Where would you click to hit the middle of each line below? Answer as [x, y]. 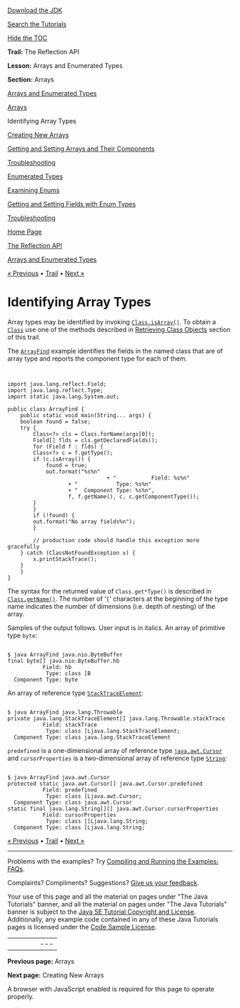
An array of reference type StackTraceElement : [76, 693]
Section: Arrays [31, 79]
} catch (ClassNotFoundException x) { [78, 553]
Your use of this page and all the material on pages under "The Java [108, 897]
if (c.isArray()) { [62, 459]
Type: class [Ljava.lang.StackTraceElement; [113, 731]
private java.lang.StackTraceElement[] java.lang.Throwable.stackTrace [116, 718]
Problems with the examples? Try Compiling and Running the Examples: [113, 861]
